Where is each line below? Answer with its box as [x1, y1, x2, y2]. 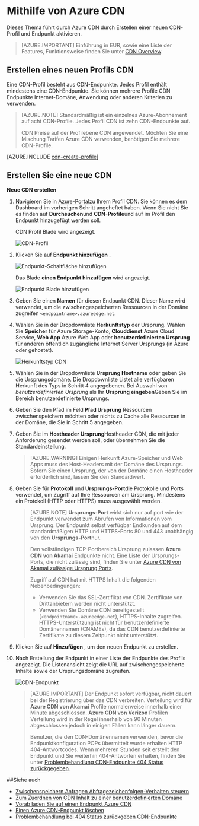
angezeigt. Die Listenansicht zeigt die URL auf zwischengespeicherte [15, 660, 185, 668]
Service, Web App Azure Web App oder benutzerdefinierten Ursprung [15, 333, 190, 341]
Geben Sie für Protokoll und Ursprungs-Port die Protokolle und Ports [15, 485, 184, 492]
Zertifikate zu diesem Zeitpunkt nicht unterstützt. [38, 631, 159, 638]
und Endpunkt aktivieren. [21, 30, 82, 37]
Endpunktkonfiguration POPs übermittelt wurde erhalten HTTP [30, 739, 182, 746]
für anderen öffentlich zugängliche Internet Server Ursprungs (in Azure [15, 340, 189, 347]
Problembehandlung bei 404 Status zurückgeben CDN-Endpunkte [15, 813, 177, 820]
